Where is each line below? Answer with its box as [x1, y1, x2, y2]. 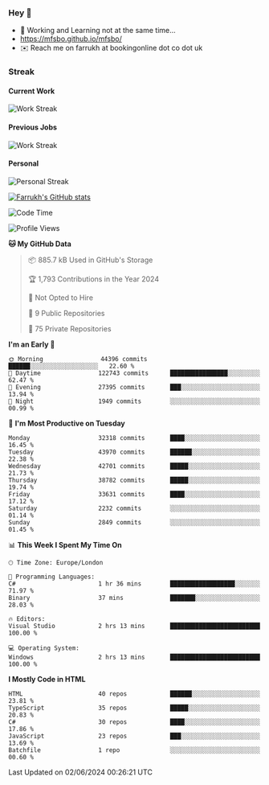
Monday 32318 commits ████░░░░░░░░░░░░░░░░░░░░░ [8, 434, 261, 442]
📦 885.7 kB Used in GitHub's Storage [27, 255, 153, 265]
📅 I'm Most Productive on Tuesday [8, 418, 126, 428]
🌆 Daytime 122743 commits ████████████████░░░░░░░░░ [8, 369, 261, 377]
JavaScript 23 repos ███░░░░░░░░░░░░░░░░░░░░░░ [8, 732, 261, 740]
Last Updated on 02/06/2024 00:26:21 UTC [8, 767, 153, 777]
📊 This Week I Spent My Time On [8, 540, 122, 549]
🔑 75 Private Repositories [27, 323, 112, 333]
